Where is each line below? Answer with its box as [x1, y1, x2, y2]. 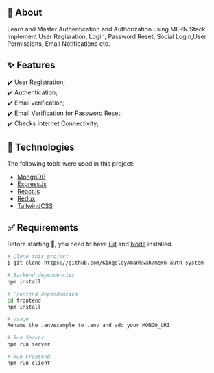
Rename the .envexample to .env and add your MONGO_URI [7, 322, 170, 329]
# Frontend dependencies [7, 290, 78, 298]
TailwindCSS [16, 202, 53, 210]
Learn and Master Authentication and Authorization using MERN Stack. [7, 25, 208, 33]
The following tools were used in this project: [7, 159, 134, 168]
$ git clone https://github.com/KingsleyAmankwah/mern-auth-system [7, 259, 204, 267]
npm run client [7, 359, 51, 366]
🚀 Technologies [7, 142, 75, 153]
